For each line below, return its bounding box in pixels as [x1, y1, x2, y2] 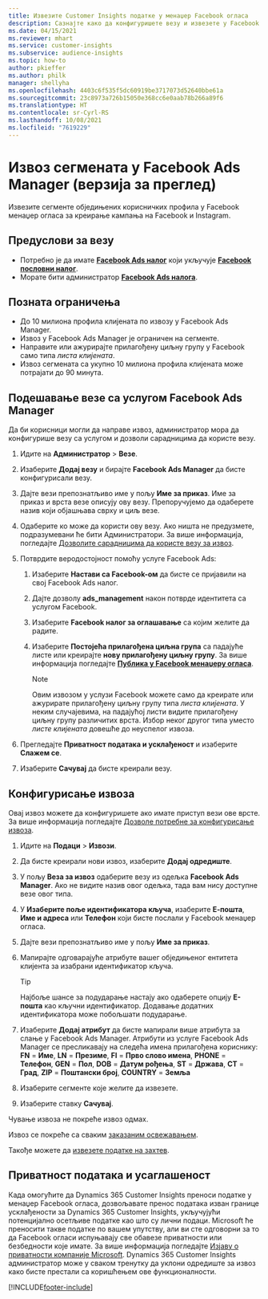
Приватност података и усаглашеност [8, 1169, 210, 1183]
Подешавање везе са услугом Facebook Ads [8, 391, 242, 405]
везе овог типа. [19, 889, 74, 898]
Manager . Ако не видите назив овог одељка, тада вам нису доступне [19, 880, 258, 890]
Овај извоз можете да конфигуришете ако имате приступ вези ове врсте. [8, 808, 261, 817]
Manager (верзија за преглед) [8, 175, 217, 193]
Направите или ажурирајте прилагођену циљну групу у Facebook [19, 342, 246, 352]
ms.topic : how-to [8, 57, 66, 65]
